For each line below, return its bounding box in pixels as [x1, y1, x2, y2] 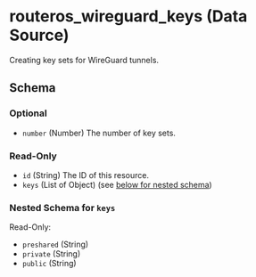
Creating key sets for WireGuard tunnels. [9, 54, 159, 65]
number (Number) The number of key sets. [21, 127, 177, 138]
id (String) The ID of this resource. [21, 169, 150, 180]
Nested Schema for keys [9, 201, 116, 214]
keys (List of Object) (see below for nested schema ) [21, 179, 212, 190]
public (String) [21, 258, 78, 269]
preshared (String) [21, 239, 89, 250]
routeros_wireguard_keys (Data [9, 6, 248, 27]
